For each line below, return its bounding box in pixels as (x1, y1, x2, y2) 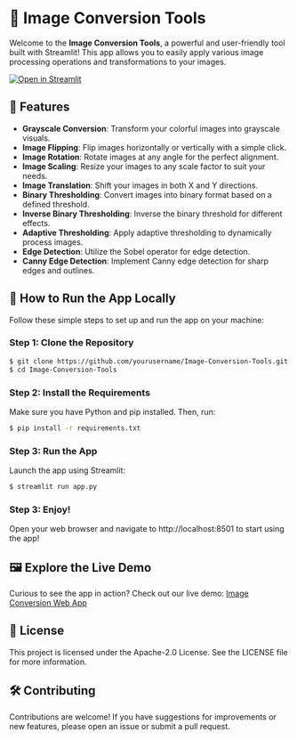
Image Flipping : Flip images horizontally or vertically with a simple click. (21, 142, 287, 152)
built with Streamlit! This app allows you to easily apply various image (9, 46, 264, 57)
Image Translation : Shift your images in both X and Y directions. (21, 180, 259, 191)
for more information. (9, 656, 87, 667)
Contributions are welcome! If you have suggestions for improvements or (9, 712, 277, 722)
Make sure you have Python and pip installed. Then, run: (9, 406, 216, 417)
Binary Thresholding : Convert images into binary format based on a (21, 189, 273, 199)
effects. (21, 217, 51, 228)
